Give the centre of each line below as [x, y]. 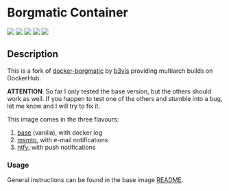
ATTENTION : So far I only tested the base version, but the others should [109, 91]
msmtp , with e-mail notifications [62, 139]
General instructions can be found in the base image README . [95, 180]
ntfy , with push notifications [56, 147]
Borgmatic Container [68, 13]
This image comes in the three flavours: [63, 119]
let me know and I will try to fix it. [54, 106]
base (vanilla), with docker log [60, 133]
